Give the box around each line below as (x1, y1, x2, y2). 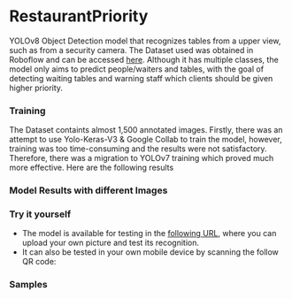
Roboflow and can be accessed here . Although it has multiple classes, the (9, 54, 279, 65)
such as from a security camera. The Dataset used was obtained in (9, 44, 254, 55)
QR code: (21, 257, 57, 267)
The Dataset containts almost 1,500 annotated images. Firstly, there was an (9, 125, 283, 135)
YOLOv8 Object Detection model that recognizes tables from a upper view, (9, 35, 281, 46)
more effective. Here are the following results (9, 162, 174, 173)
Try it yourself (9, 208, 72, 220)
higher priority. (9, 82, 64, 93)
